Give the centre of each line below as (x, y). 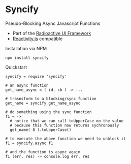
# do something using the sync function (49, 112)
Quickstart (16, 67)
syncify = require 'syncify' (36, 76)
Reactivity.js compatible (38, 39)
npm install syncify (27, 58)
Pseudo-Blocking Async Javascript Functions (53, 23)
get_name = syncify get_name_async (43, 103)
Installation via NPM (26, 48)
